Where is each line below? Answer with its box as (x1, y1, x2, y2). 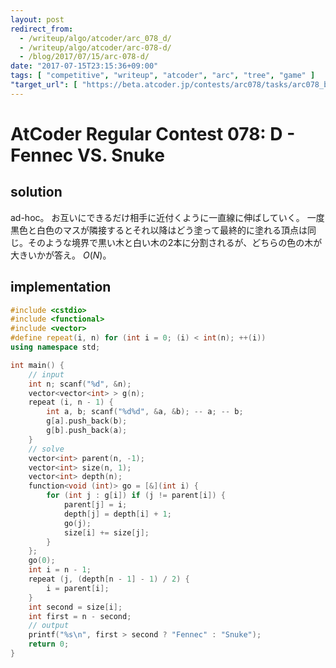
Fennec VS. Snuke (10, 144, 165, 166)
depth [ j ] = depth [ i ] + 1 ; (63, 509, 172, 519)
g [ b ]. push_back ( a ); (46, 426, 128, 436)
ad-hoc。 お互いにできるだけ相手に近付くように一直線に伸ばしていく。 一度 (10, 211, 325, 223)
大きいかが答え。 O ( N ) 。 (10, 249, 112, 261)
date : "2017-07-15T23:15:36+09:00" (10, 61, 159, 71)
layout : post (10, 14, 65, 25)
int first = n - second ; (28, 611, 132, 621)
